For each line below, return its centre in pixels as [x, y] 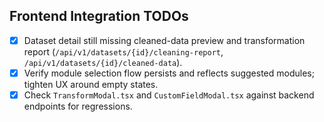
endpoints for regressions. [78, 106]
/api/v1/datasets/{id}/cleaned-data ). [103, 62]
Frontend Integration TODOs [99, 16]
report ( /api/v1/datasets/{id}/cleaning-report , [123, 51]
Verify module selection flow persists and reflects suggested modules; [169, 73]
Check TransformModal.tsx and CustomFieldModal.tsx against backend [169, 95]
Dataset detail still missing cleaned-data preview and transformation [164, 40]
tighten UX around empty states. [91, 84]
